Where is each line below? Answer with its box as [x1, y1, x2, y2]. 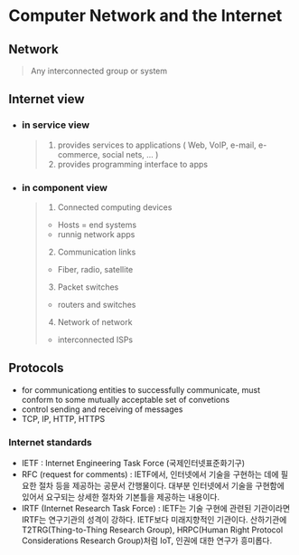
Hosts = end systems [57, 219, 137, 230]
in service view [21, 119, 90, 131]
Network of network [57, 316, 133, 327]
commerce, [57, 148, 100, 159]
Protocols [8, 360, 64, 376]
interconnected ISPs [57, 334, 133, 345]
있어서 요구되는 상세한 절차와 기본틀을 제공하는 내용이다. [21, 492, 220, 502]
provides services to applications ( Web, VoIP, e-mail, [57, 139, 257, 150]
